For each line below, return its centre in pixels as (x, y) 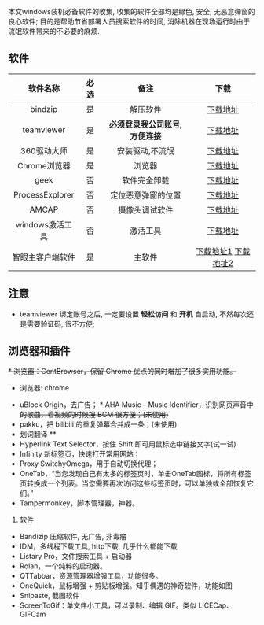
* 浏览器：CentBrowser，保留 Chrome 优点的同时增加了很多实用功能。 (123, 372)
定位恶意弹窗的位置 (145, 195)
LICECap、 (216, 605)
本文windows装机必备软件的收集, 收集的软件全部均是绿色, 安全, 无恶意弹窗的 (132, 11)
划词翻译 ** (38, 435)
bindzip (44, 109)
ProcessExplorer (44, 194)
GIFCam (33, 614)
